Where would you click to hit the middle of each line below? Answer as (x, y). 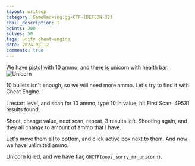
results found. (23, 109)
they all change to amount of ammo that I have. (64, 127)
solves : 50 (20, 34)
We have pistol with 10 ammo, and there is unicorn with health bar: (88, 67)
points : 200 (21, 28)
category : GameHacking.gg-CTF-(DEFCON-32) (59, 17)
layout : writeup (26, 12)
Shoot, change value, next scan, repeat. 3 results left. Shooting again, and (97, 121)
